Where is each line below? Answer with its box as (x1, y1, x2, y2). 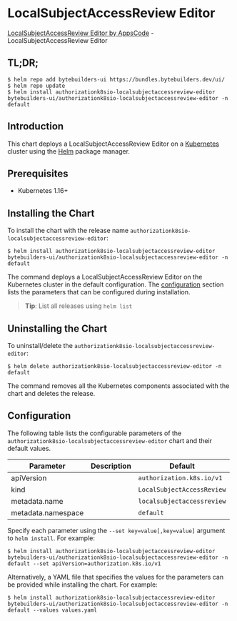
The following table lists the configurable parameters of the (7, 429, 182, 437)
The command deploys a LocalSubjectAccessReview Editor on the (7, 273, 203, 282)
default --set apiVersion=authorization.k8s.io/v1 (7, 560, 161, 567)
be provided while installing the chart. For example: (7, 580, 158, 589)
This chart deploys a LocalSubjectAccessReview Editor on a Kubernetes (7, 139, 220, 148)
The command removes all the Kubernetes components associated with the (7, 382, 230, 390)
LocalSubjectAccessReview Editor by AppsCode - (7, 29, 154, 37)
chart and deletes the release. (7, 389, 96, 397)
